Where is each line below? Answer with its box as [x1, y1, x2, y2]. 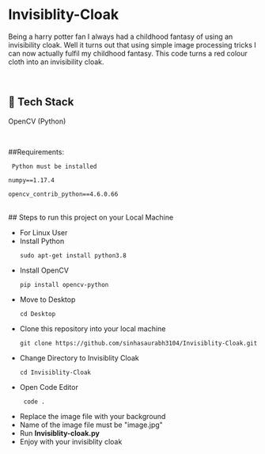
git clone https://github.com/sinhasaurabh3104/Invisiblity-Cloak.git [19, 339, 258, 347]
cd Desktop [19, 310, 56, 318]
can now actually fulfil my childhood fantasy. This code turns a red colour [8, 48, 248, 58]
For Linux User [19, 227, 68, 237]
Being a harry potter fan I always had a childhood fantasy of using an [8, 32, 233, 41]
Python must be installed [11, 162, 97, 170]
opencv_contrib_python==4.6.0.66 [8, 190, 119, 198]
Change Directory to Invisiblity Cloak [19, 353, 140, 362]
